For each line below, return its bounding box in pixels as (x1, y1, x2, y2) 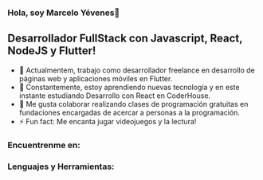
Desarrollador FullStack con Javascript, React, (7, 32, 243, 45)
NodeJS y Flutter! (7, 44, 96, 58)
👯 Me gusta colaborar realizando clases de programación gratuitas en (18, 99, 249, 108)
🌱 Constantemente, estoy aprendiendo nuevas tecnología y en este (18, 82, 240, 92)
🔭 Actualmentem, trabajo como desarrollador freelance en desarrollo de (18, 65, 256, 75)
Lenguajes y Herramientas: (7, 161, 115, 172)
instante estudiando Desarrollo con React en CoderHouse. (18, 91, 211, 100)
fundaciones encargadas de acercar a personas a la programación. (18, 108, 241, 117)
